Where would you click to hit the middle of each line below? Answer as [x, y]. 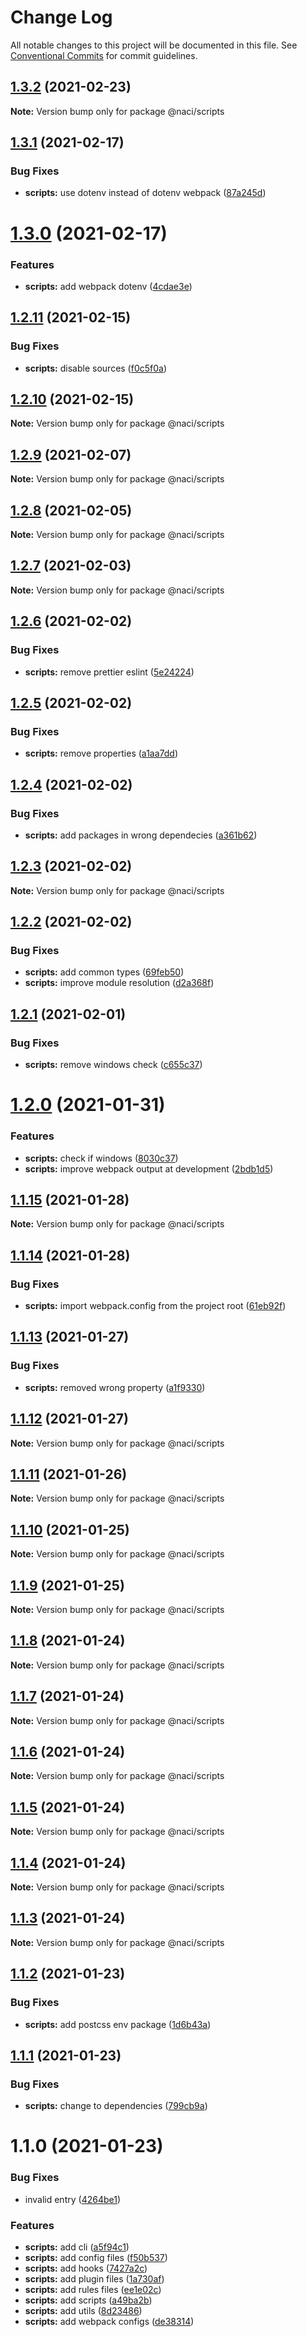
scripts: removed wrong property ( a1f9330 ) [115, 1387]
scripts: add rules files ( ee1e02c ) [93, 2290]
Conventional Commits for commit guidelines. [104, 55]
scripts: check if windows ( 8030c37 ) [101, 1158]
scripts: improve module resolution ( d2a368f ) [119, 983]
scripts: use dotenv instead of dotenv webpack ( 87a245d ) [145, 193]
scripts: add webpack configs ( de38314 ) [109, 2322]
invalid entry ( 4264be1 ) [72, 2199]
